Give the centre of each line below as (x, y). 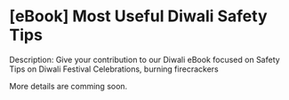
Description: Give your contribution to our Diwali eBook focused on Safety (144, 59)
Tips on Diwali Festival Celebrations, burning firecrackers (114, 69)
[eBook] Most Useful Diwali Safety (138, 16)
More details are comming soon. (68, 86)
